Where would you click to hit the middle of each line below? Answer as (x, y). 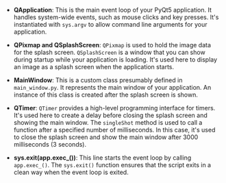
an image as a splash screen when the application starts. (94, 67)
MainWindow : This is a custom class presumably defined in (98, 80)
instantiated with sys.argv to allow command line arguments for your (110, 24)
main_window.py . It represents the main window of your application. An (112, 87)
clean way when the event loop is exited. (71, 172)
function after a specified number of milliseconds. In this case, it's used (114, 130)
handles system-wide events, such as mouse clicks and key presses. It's (116, 17)
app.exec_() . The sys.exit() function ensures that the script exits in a (112, 165)
